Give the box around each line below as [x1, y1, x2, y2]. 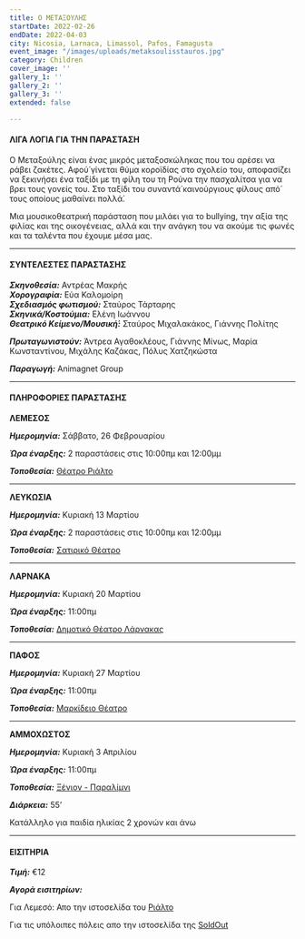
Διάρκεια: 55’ [9, 799, 63, 810]
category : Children [9, 56, 84, 65]
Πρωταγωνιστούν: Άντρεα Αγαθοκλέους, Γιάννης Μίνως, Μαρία [9, 336, 259, 347]
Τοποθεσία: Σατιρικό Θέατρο [9, 544, 121, 555]
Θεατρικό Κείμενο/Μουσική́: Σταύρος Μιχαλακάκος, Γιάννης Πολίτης [9, 318, 279, 328]
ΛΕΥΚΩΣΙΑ [9, 491, 53, 502]
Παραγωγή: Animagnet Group [9, 363, 124, 374]
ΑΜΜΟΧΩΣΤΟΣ [9, 729, 71, 740]
